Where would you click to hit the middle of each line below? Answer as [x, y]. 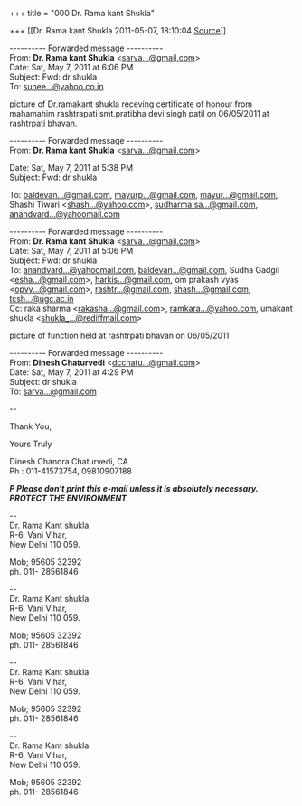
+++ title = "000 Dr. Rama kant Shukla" [82, 13]
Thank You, [31, 426]
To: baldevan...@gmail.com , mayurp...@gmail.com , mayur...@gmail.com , [144, 195]
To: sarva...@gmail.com [53, 391]
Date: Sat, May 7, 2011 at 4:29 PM [71, 372]
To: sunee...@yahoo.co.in [57, 86]
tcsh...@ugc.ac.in [42, 299]
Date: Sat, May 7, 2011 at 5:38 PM [71, 168]
